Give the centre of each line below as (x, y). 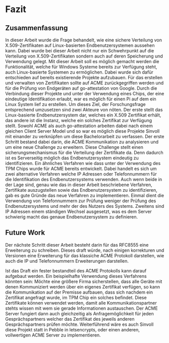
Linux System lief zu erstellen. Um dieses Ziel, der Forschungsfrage (76, 104)
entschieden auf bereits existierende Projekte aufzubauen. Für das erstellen (84, 77)
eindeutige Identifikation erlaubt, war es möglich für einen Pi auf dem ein (81, 99)
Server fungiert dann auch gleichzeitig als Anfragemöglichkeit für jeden (79, 313)
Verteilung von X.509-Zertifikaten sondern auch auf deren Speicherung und (84, 56)
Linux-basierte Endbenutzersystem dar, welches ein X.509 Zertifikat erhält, (83, 115)
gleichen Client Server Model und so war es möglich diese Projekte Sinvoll (82, 131)
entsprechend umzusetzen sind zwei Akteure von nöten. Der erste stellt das (84, 110)
